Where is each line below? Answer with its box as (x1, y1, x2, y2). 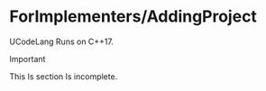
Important (9, 53, 46, 64)
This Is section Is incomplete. (9, 70, 118, 82)
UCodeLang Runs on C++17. (9, 36, 115, 47)
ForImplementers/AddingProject (9, 6, 257, 27)
